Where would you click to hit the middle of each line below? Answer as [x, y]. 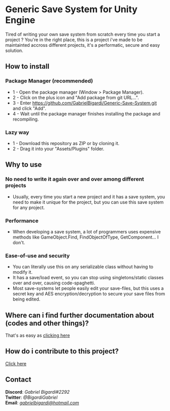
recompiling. [26, 119]
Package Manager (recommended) [49, 81]
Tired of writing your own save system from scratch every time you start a [83, 34]
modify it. [23, 272]
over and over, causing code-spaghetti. [54, 283]
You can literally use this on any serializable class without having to [83, 267]
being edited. [26, 299]
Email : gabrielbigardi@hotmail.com [42, 402]
